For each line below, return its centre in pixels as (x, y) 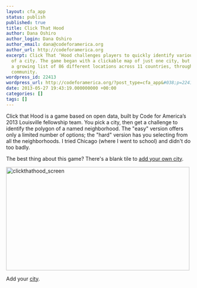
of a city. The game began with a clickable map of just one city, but (101, 61)
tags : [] (17, 99)
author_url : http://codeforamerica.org (55, 50)
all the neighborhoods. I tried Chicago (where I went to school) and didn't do (98, 141)
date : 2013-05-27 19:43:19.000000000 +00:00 (61, 88)
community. (25, 72)
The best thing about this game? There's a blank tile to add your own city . (95, 158)
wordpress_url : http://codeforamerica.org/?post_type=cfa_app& (85, 83)
